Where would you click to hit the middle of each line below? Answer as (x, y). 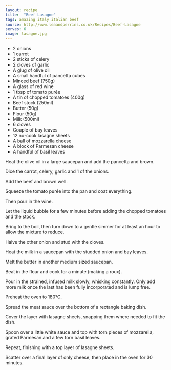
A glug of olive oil (31, 70)
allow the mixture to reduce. (35, 232)
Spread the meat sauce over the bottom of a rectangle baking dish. (76, 307)
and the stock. (20, 216)
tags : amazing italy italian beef (42, 19)
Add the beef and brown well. (36, 181)
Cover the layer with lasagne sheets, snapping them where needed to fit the (85, 317)
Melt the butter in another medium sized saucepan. (59, 262)
